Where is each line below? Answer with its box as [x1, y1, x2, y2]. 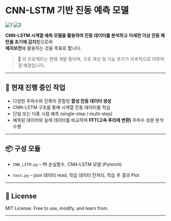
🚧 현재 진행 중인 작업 [5, 84, 66, 92]
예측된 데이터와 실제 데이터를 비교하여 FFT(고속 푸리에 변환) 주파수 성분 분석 [12, 117, 164, 123]
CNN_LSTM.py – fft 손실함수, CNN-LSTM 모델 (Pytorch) [12, 161, 122, 167]
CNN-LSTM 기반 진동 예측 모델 [5, 5, 129, 16]
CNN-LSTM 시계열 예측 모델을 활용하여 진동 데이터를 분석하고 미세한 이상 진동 [5, 32, 160, 38]
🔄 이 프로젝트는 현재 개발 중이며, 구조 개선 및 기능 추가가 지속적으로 [17, 56, 151, 62]
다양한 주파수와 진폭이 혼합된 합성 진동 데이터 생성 [12, 98, 111, 104]
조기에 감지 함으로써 [14, 39, 53, 45]
